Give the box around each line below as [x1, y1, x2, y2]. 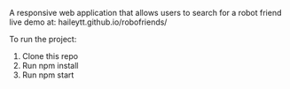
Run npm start [21, 70, 74, 80]
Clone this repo [21, 51, 78, 61]
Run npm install [21, 61, 79, 70]
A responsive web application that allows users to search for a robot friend [9, 8, 282, 18]
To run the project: [9, 34, 77, 44]
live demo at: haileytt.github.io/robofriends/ [9, 17, 168, 27]
